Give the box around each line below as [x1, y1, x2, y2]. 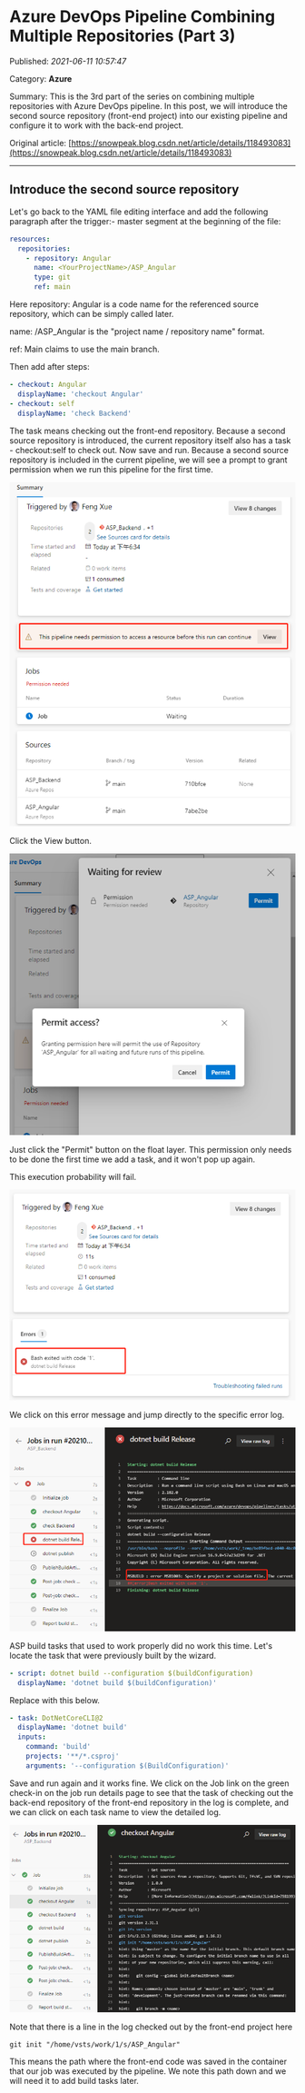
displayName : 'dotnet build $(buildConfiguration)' [17, 1678, 218, 1687]
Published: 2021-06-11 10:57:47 [9, 55, 127, 66]
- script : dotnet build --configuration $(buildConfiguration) [9, 1669, 254, 1678]
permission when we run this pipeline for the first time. [9, 463, 213, 474]
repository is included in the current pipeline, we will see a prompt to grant [9, 454, 288, 465]
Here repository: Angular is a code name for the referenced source [9, 299, 260, 310]
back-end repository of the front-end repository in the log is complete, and [9, 1797, 289, 1808]
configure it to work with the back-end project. [9, 120, 184, 131]
